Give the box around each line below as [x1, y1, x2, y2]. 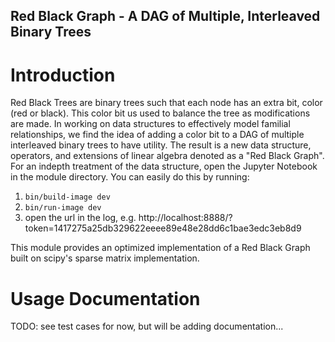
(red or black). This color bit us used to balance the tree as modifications [10, 107, 311, 119]
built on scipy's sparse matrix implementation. [10, 252, 200, 264]
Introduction [10, 64, 116, 86]
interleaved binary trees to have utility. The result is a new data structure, [10, 139, 312, 151]
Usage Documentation [10, 287, 201, 310]
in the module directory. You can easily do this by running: [10, 171, 250, 183]
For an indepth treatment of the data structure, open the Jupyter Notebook [10, 160, 318, 173]
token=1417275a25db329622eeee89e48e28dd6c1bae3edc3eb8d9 [24, 222, 302, 234]
